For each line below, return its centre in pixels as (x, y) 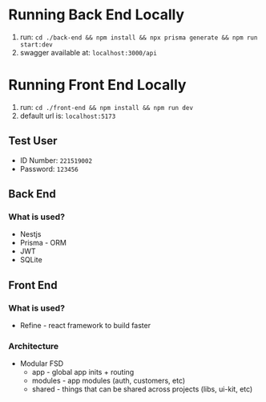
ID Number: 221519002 (56, 160)
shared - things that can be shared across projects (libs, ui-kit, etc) (142, 389)
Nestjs (30, 234)
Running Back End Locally (97, 15)
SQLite (31, 260)
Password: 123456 (49, 169)
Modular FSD (42, 363)
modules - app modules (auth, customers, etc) (109, 381)
